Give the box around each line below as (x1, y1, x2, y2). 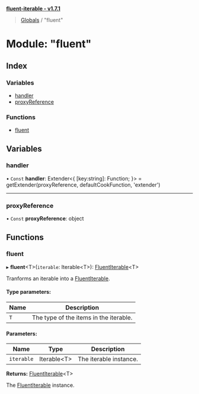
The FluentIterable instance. (6, 382, 75, 389)
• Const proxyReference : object (6, 215, 84, 222)
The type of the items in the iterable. (31, 313, 133, 322)
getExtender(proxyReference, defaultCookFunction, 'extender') (6, 181, 161, 188)
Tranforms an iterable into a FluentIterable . (6, 275, 111, 282)
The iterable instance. (78, 355, 138, 363)
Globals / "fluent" (20, 17, 63, 23)
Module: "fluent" (6, 37, 92, 51)
